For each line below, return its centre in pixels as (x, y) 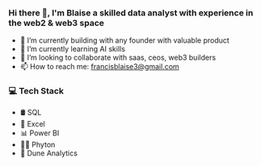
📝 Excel (33, 123)
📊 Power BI (40, 133)
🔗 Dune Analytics (49, 153)
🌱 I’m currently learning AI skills (72, 49)
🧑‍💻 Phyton (38, 144)
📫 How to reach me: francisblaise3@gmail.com (99, 67)
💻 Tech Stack (36, 91)
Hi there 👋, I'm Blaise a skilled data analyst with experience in (131, 13)
